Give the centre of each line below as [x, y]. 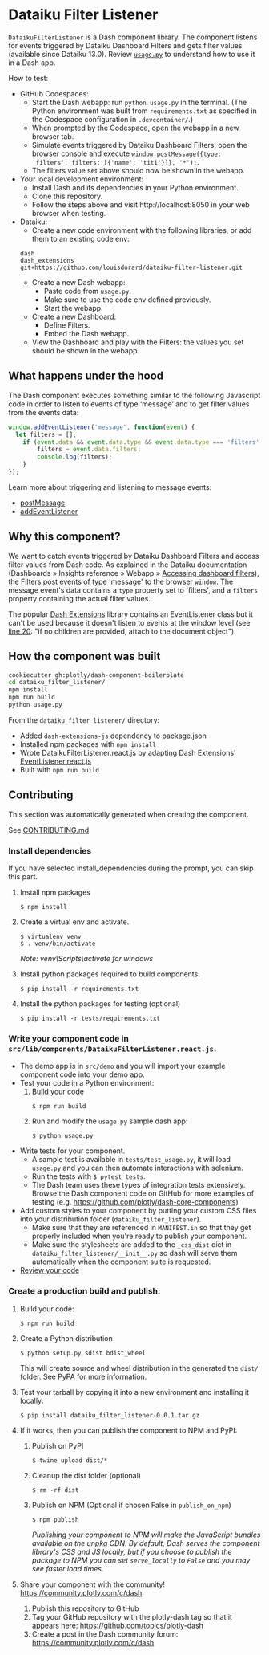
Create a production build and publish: [84, 1291]
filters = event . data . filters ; [89, 450]
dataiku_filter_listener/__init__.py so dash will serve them [134, 1253]
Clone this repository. [67, 196]
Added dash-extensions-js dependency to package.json [113, 736]
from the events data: [44, 412]
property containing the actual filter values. [79, 598]
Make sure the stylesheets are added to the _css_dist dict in [132, 1245]
